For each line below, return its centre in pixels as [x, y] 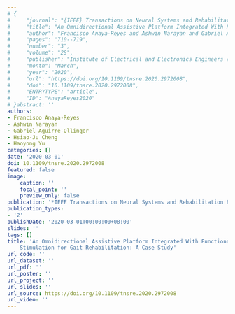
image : [17, 176]
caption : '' [37, 183]
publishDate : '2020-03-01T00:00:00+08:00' [70, 222]
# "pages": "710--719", [48, 40]
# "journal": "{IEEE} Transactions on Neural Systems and [100, 20]
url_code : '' [26, 255]
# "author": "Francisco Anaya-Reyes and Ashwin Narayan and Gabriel [115, 33]
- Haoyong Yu [26, 144]
